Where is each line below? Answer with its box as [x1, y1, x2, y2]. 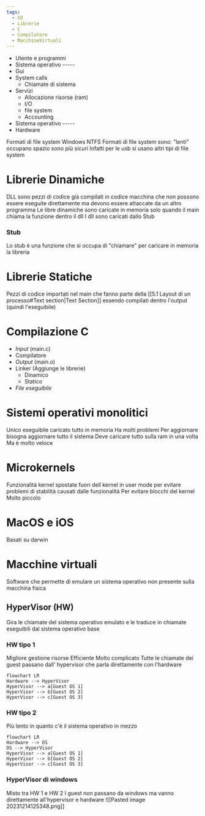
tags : [6, 9, 20, 15]
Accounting [24, 113, 54, 120]
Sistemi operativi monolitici [6, 406, 149, 420]
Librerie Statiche [6, 270, 93, 284]
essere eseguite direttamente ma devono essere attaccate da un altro [6, 199, 182, 206]
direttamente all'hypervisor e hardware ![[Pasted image [6, 796, 146, 803]
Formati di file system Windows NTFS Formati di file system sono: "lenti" [6, 138, 190, 145]
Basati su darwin [6, 536, 48, 543]
